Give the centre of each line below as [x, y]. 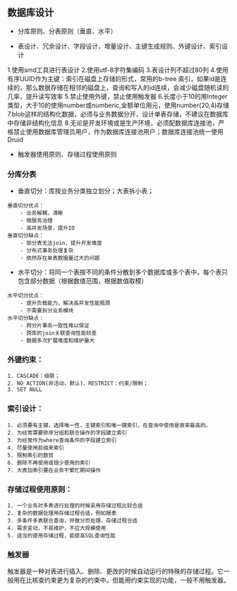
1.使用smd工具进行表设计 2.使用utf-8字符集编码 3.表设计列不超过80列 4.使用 [118, 70]
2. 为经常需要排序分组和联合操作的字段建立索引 [67, 433]
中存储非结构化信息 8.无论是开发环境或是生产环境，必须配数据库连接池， [113, 123]
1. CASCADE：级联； [34, 376]
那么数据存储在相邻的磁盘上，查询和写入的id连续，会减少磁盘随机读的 [127, 88]
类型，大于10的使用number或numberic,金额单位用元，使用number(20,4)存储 [118, 105]
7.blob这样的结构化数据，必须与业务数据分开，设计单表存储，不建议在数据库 [118, 114]
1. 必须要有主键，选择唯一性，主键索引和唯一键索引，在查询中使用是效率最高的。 [109, 425]
